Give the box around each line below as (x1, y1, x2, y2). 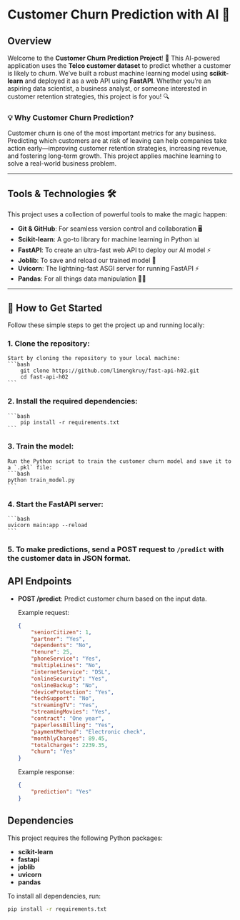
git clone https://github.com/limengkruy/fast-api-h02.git (20, 367, 200, 374)
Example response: (17, 768, 75, 776)
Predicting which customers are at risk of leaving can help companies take (7, 136, 227, 145)
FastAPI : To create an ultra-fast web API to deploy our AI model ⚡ (17, 246, 211, 254)
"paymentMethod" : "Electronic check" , (31, 728, 146, 735)
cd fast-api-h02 (20, 374, 69, 381)
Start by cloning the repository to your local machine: (7, 355, 181, 362)
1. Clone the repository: (7, 339, 91, 349)
